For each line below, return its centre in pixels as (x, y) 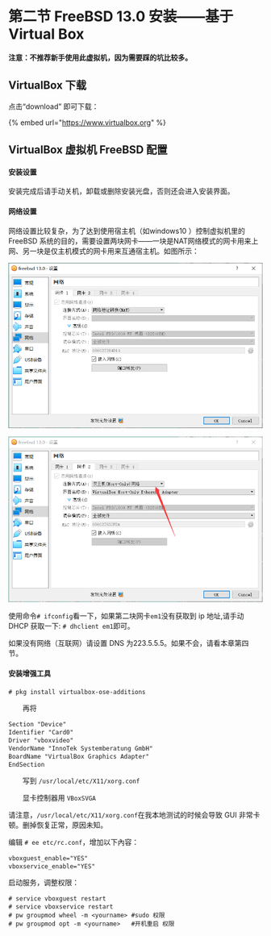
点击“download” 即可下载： (54, 106)
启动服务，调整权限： (44, 883)
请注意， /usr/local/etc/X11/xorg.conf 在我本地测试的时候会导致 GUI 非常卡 (134, 815)
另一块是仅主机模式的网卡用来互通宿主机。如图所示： (110, 251)
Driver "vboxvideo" (41, 741)
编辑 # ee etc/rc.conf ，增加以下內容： (74, 842)
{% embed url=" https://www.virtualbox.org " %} (88, 123)
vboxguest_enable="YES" (48, 859)
